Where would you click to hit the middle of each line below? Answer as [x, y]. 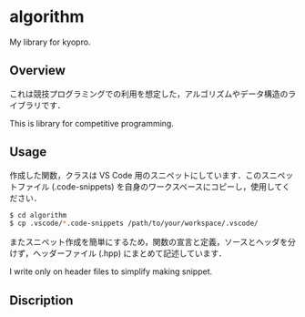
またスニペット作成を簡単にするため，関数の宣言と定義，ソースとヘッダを [149, 242]
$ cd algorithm [38, 215]
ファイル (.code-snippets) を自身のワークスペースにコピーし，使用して [149, 186]
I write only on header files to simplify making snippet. [111, 271]
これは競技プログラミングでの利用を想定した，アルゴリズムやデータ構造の [149, 94]
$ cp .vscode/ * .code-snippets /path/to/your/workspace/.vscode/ [134, 224]
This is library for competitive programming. [92, 123]
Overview [38, 71]
